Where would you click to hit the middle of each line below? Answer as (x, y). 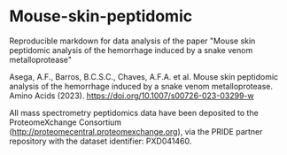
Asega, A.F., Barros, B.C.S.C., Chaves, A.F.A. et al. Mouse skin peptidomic (144, 76)
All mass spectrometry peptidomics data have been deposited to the (134, 112)
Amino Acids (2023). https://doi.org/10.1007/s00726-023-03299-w (132, 96)
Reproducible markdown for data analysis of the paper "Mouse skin (132, 41)
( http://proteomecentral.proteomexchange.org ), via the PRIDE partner (136, 131)
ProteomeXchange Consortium (66, 122)
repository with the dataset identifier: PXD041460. (101, 141)
